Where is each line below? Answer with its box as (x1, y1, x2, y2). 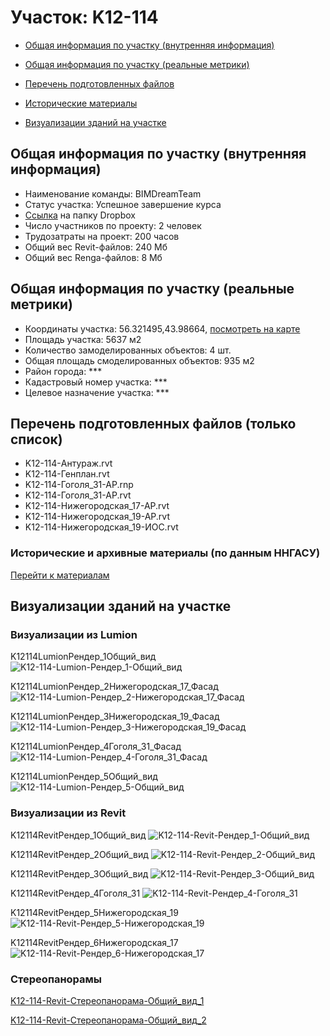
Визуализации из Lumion (10, 627, 138, 641)
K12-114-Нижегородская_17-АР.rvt (24, 500, 170, 512)
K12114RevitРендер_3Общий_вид (10, 867, 149, 880)
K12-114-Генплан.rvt (24, 468, 110, 480)
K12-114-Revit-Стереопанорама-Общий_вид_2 (10, 1014, 207, 1026)
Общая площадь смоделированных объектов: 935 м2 (24, 354, 255, 366)
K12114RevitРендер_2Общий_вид (10, 848, 149, 860)
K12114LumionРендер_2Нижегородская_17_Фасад (10, 681, 219, 693)
